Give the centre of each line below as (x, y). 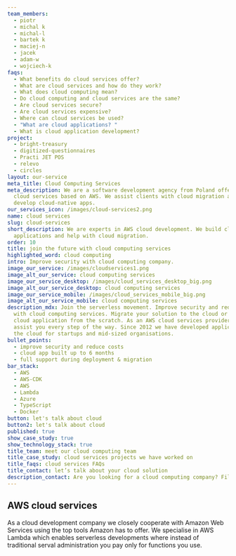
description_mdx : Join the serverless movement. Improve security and (113, 307)
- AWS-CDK (28, 379)
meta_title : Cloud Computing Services (64, 183)
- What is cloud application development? (77, 131)
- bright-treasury (41, 145)
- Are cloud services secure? (58, 105)
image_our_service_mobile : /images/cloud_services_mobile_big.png (106, 294)
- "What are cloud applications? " (66, 125)
